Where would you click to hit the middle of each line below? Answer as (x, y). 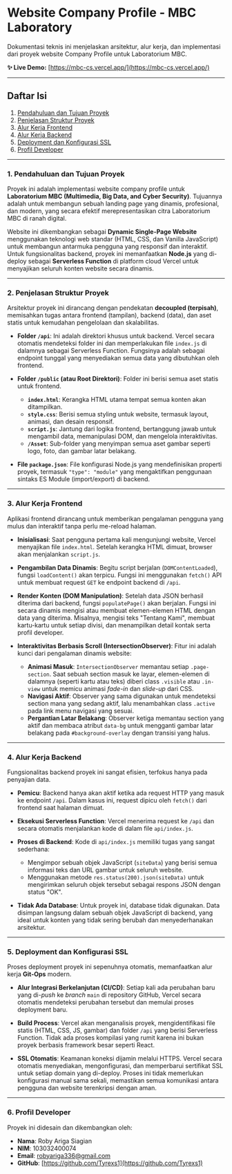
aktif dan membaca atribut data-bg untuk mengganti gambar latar (120, 725)
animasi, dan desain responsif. (71, 422)
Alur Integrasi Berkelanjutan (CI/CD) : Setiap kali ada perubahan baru (116, 988)
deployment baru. (42, 1010)
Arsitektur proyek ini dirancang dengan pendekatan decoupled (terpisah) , (113, 308)
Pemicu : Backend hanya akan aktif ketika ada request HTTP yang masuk (120, 793)
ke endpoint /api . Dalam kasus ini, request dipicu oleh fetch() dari (112, 800)
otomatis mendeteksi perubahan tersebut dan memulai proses (106, 1002)
